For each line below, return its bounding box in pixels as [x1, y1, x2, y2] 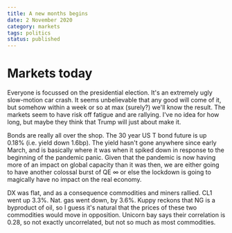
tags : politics [7, 29, 51, 37]
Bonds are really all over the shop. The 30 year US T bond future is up [7, 131, 207, 140]
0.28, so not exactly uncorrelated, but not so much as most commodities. [7, 218, 216, 227]
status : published [7, 36, 60, 43]
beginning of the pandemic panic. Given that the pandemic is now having [7, 153, 216, 162]
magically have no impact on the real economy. [7, 176, 142, 184]
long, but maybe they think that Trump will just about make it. [7, 118, 181, 127]
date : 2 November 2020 [7, 17, 73, 24]
